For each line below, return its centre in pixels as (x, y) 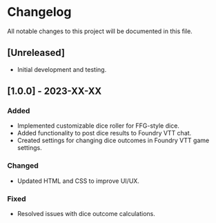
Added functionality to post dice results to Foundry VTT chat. (104, 133)
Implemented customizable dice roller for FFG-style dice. (98, 126)
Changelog (39, 12)
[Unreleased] (36, 53)
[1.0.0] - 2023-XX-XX (55, 91)
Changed (23, 166)
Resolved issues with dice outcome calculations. (86, 214)
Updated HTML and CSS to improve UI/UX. (78, 181)
